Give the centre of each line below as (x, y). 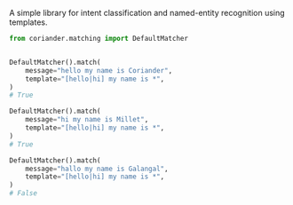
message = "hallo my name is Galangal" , (97, 169)
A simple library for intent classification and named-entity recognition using (147, 13)
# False (24, 193)
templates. (28, 22)
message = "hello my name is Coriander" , (99, 70)
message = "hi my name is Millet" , (87, 120)
